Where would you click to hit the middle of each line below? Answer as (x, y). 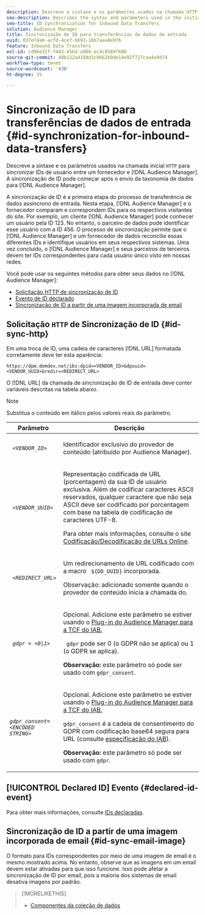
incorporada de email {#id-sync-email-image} (96, 841)
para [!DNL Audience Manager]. (46, 185)
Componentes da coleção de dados (75, 905)
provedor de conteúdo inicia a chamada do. (125, 592)
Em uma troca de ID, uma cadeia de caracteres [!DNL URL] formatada (94, 348)
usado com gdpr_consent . (99, 672)
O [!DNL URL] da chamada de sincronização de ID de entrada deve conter (99, 383)
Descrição (129, 428)
